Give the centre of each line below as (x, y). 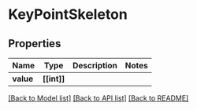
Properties (35, 44)
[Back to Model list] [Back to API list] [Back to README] (98, 98)
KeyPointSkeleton (68, 15)
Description (95, 66)
